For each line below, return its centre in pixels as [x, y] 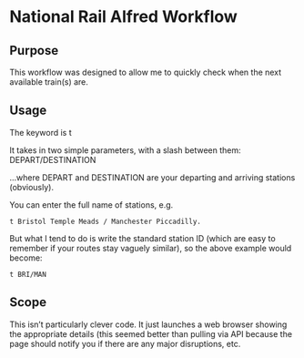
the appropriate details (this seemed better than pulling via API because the [151, 333]
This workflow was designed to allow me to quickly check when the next [146, 72]
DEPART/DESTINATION [53, 159]
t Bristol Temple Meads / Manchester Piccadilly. [106, 221]
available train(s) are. [49, 82]
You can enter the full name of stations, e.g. [91, 205]
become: [26, 258]
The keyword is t [41, 132]
